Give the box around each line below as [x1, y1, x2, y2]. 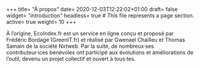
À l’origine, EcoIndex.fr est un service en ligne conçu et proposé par [6, 30, 174, 37]
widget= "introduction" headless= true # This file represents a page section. [6, 12, 195, 19]
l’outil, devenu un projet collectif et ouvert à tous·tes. [6, 55, 136, 62]
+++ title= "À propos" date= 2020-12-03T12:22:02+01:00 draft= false [6, 6, 178, 13]
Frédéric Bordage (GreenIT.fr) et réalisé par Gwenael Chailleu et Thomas [6, 36, 186, 43]
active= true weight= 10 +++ [6, 18, 77, 25]
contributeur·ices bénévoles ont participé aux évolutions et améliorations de [6, 49, 193, 56]
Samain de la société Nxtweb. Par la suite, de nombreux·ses [6, 42, 154, 50]
